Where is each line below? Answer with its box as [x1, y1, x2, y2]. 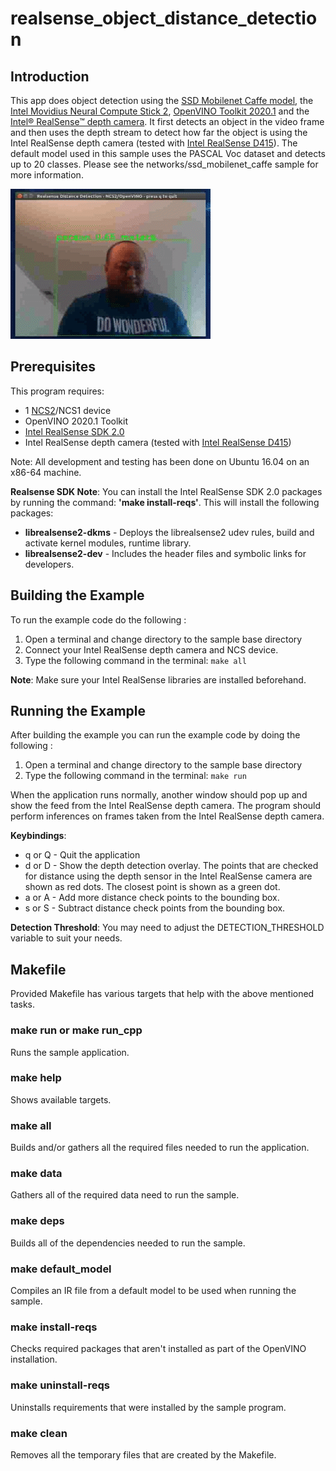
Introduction [10, 68, 90, 85]
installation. [10, 1353, 58, 1366]
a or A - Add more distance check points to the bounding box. [24, 892, 280, 904]
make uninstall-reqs [10, 1378, 110, 1392]
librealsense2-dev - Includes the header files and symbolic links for [24, 547, 307, 559]
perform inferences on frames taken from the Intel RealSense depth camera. [10, 810, 325, 822]
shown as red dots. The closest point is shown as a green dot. [24, 881, 281, 893]
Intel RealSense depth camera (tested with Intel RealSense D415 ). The [10, 137, 298, 149]
